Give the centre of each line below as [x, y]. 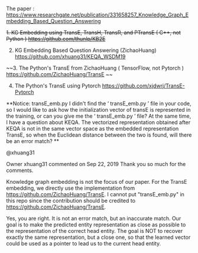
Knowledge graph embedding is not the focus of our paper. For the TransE [97, 182]
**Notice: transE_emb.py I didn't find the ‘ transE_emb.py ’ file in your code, [99, 103]
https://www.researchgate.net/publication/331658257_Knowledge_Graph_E [98, 15]
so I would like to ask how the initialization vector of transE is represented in [98, 110]
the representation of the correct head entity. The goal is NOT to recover [95, 231]
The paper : [20, 9]
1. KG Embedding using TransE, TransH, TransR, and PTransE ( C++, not [94, 33]
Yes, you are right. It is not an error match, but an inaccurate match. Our [94, 218]
